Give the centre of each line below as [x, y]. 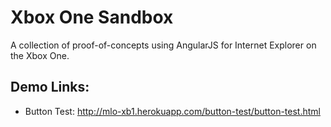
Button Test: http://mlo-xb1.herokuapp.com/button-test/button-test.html [172, 111]
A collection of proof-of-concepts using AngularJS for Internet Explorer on [163, 45]
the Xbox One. [40, 55]
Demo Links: [50, 87]
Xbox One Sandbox [92, 17]
